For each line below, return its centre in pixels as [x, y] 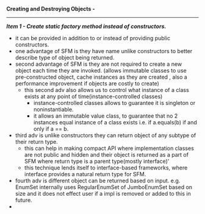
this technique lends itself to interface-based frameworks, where [106, 168]
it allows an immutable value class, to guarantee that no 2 [106, 116]
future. [23, 200]
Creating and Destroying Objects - [51, 9]
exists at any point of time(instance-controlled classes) [93, 96]
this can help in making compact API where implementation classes [109, 148]
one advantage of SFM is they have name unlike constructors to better [104, 51]
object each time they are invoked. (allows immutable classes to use [101, 70]
